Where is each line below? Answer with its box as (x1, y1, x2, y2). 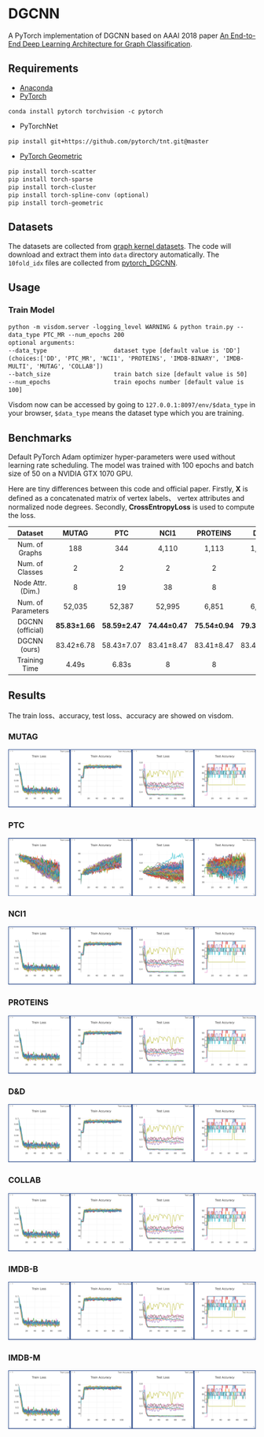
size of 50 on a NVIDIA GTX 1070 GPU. (8, 469, 134, 479)
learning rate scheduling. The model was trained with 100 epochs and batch (8, 461, 254, 470)
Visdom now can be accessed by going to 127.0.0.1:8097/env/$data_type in (8, 400, 256, 409)
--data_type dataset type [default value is (8, 347, 220, 355)
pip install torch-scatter (8, 167, 97, 176)
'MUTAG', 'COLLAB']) (36, 363, 104, 371)
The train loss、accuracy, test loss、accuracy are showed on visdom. (8, 710, 234, 720)
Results (8, 689, 46, 702)
